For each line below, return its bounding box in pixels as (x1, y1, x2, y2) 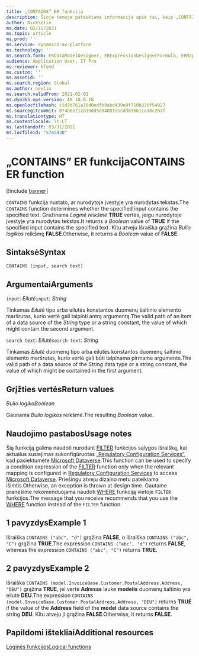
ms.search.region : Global (6, 80, 70, 86)
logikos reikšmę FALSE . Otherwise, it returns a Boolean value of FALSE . (6, 230, 179, 237)
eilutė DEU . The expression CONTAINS (6, 592, 94, 599)
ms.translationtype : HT (6, 113, 65, 119)
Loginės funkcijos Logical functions (6, 643, 92, 651)
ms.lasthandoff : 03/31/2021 (6, 124, 76, 130)
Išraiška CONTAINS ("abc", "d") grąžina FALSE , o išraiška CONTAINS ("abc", (6, 534, 190, 541)
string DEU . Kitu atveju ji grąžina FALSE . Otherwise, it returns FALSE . (6, 610, 172, 618)
